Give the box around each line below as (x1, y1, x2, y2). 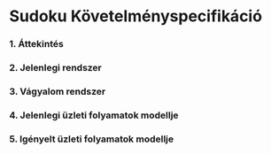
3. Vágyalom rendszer (9, 85, 106, 97)
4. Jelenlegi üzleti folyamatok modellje (9, 109, 179, 121)
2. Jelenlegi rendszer (9, 62, 102, 74)
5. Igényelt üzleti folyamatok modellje (9, 133, 174, 145)
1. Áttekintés (9, 38, 64, 50)
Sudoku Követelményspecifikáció (9, 6, 263, 27)
